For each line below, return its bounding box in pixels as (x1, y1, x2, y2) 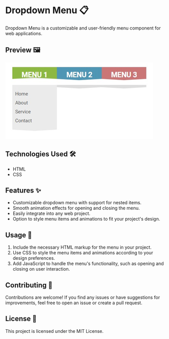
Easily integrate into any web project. (12, 210, 91, 216)
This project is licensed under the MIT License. (5, 328, 104, 334)
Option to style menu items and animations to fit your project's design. (12, 216, 160, 222)
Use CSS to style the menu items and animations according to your (12, 250, 154, 256)
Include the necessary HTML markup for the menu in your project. (12, 244, 152, 251)
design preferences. (12, 255, 55, 261)
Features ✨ (5, 186, 41, 195)
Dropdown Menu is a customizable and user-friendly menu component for (5, 25, 161, 31)
